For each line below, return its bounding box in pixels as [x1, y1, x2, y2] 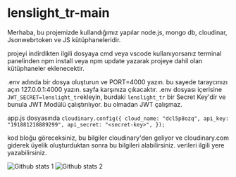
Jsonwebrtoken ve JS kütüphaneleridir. [7, 35, 121, 44]
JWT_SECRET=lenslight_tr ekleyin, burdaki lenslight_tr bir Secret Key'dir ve [7, 93, 227, 101]
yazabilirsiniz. [7, 148, 47, 157]
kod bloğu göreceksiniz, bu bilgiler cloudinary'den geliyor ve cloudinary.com [7, 133, 229, 142]
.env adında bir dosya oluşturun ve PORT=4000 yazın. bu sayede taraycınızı [7, 77, 228, 86]
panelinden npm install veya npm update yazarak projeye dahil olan [7, 56, 203, 65]
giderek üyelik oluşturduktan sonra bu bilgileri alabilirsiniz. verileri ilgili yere [7, 140, 225, 149]
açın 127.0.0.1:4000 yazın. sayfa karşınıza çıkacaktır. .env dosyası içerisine [7, 85, 223, 93]
